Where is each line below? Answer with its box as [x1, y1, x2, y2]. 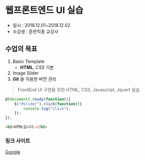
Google [5, 149, 21, 155]
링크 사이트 [5, 137, 31, 144]
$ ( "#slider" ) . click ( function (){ [14, 101, 82, 106]
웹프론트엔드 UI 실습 [5, 5, 84, 16]
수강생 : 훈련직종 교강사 [12, 28, 59, 34]
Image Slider [12, 70, 39, 76]
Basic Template [12, 58, 45, 64]
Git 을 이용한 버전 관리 [12, 76, 57, 82]
